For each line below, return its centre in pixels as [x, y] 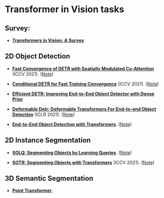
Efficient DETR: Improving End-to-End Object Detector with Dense [83, 94]
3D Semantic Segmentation [49, 178]
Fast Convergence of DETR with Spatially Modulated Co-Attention [83, 68]
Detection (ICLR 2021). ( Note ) [43, 114]
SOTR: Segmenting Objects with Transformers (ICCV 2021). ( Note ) [83, 162]
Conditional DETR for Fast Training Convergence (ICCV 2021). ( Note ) [86, 84]
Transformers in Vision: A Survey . [49, 40]
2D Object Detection [38, 56]
